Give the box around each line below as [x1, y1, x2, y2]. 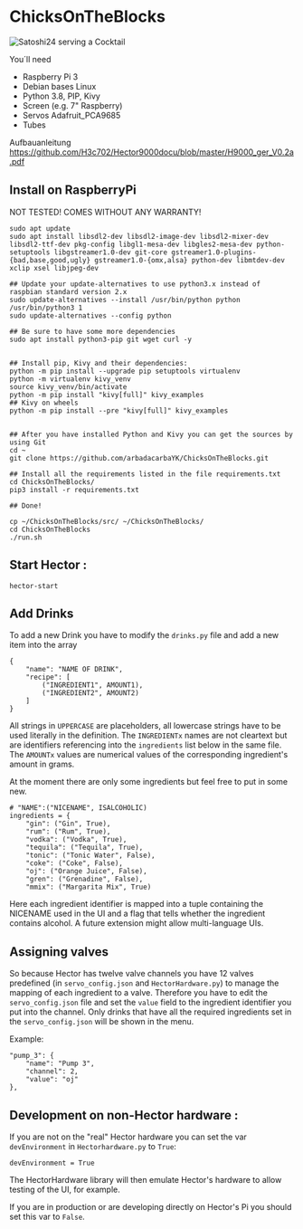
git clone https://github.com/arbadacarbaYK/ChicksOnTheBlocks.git [9, 453, 270, 462]
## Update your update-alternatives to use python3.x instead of [9, 279, 260, 289]
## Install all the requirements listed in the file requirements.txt [9, 469, 281, 479]
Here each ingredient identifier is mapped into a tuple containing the [9, 899, 264, 910]
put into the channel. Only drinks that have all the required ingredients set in [9, 1006, 292, 1017]
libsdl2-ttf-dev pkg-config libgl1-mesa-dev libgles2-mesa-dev [9, 240, 253, 249]
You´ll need [9, 53, 52, 64]
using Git [9, 437, 47, 447]
